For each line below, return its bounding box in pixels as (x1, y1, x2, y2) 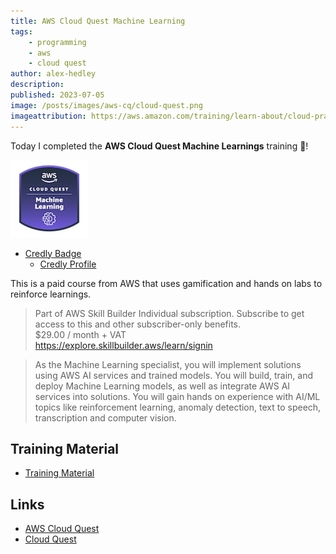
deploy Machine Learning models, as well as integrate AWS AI (34, 380, 291, 392)
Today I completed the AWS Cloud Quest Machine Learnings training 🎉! (10, 140, 309, 152)
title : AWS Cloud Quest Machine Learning (10, 16, 186, 26)
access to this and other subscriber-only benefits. (34, 318, 242, 330)
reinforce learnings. (10, 288, 92, 300)
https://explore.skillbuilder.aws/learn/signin (34, 339, 213, 351)
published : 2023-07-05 (10, 90, 105, 100)
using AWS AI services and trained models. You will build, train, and (34, 369, 314, 381)
